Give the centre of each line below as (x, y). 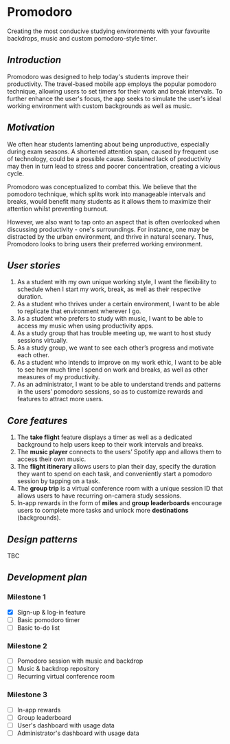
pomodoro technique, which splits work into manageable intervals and (106, 194)
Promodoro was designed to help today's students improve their (98, 76)
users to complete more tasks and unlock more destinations (103, 511)
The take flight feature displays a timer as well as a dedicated (104, 437)
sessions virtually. (43, 341)
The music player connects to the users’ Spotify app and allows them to (119, 452)
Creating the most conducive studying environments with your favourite (109, 31)
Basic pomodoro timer (48, 619)
